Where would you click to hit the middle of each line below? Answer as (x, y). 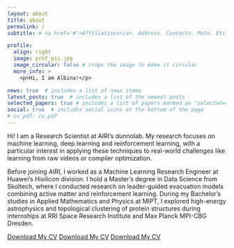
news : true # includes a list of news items (74, 90)
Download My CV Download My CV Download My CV (84, 236)
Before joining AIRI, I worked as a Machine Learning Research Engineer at (113, 172)
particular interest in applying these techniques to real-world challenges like (116, 151)
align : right (32, 52)
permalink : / (26, 26)
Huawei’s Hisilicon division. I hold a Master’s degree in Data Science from (112, 179)
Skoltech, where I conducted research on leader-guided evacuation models (116, 186)
